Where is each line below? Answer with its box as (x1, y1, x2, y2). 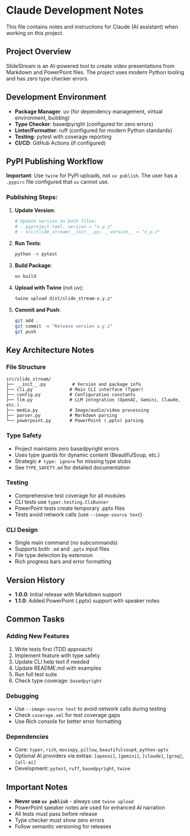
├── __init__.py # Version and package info (6, 381, 142, 388)
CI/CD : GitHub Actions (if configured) (14, 139, 106, 146)
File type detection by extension (14, 552, 93, 559)
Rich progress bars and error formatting (14, 558, 112, 565)
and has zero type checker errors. (6, 75, 89, 82)
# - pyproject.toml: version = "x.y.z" (14, 223, 113, 230)
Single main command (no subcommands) (14, 539, 118, 546)
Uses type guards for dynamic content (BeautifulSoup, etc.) (14, 451, 160, 458)
